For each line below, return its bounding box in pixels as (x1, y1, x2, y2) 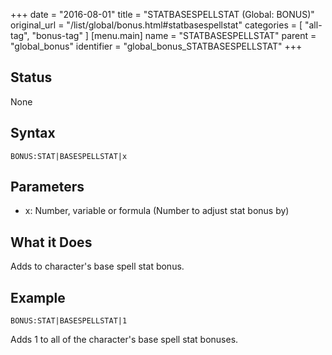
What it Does (10, 234, 93, 251)
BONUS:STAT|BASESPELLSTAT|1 (10, 316, 128, 326)
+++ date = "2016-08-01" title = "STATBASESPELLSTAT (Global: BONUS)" (10, 9, 315, 20)
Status (10, 69, 53, 86)
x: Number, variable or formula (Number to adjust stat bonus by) (24, 205, 290, 217)
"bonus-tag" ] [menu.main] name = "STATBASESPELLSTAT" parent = (31, 30, 317, 41)
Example (10, 289, 66, 306)
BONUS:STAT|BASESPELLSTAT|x (10, 151, 128, 161)
